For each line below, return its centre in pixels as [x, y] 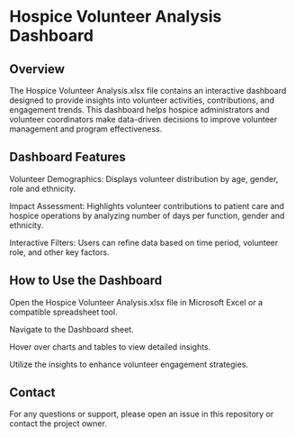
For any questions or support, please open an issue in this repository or [142, 414]
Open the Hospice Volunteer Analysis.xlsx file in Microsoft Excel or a [136, 302]
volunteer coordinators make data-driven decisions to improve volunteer [143, 119]
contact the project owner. [58, 424]
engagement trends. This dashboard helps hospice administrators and [139, 109]
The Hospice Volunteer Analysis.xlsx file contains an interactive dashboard [148, 91]
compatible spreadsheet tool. [64, 312]
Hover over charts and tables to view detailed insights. [110, 347]
